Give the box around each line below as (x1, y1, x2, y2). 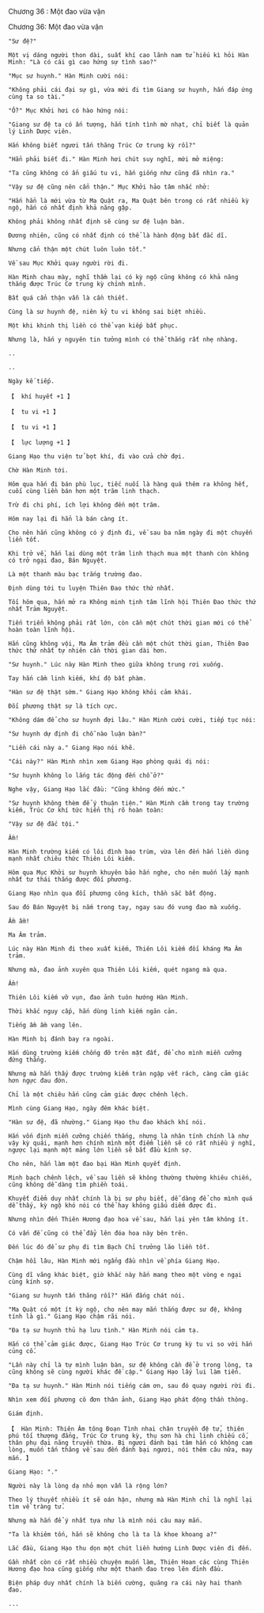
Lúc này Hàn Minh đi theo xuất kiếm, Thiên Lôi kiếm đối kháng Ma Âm (8, 945, 243, 953)
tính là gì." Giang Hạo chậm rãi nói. (8, 1313, 136, 1321)
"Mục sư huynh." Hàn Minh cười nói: (8, 72, 129, 80)
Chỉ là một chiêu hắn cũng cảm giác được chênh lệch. (8, 1091, 190, 1099)
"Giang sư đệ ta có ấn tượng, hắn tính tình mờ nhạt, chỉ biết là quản (8, 120, 249, 128)
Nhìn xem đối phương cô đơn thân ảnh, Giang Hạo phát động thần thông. (8, 1396, 249, 1404)
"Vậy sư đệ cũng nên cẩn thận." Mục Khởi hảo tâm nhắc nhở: (8, 183, 211, 191)
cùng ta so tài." (8, 93, 66, 101)
